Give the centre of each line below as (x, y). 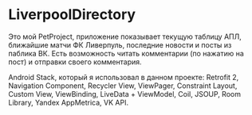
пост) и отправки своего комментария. (75, 62)
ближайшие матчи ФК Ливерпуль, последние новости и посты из (120, 44)
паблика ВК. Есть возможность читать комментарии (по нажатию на (126, 53)
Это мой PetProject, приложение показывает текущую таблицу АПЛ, (125, 36)
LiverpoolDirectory (72, 15)
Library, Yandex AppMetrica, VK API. (69, 102)
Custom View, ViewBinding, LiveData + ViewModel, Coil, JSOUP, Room (125, 94)
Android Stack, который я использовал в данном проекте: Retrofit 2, (124, 77)
